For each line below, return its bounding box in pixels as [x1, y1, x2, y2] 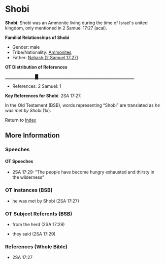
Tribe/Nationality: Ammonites [12, 49, 72, 55]
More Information [5, 132, 60, 140]
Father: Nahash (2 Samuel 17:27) [12, 54, 79, 60]
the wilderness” [12, 174, 44, 180]
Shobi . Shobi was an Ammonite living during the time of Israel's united [5, 20, 148, 26]
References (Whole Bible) [5, 243, 67, 250]
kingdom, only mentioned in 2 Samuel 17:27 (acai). [5, 25, 107, 31]
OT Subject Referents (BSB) [5, 210, 72, 217]
